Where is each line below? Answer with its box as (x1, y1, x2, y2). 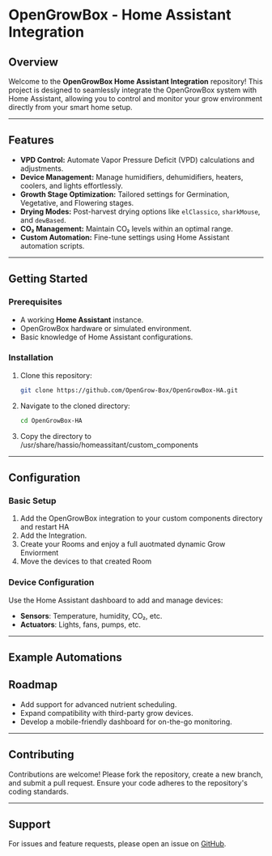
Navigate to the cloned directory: (19, 401, 131, 411)
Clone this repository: (19, 370, 92, 380)
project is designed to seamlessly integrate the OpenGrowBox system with (8, 85, 257, 95)
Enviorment (19, 548, 59, 558)
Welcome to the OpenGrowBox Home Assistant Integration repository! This (8, 77, 263, 86)
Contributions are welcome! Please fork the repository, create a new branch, (8, 769, 263, 779)
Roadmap (8, 678, 58, 692)
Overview (8, 55, 59, 69)
